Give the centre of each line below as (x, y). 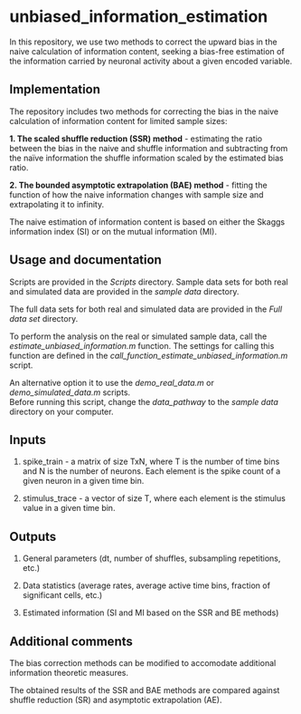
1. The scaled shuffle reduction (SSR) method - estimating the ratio (136, 139)
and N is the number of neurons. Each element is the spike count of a (151, 471)
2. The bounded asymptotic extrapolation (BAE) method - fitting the (139, 185)
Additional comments (71, 641)
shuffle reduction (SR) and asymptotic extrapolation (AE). (116, 700)
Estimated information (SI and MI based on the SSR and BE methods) (150, 613)
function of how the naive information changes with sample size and (136, 194)
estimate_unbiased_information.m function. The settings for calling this (142, 345)
